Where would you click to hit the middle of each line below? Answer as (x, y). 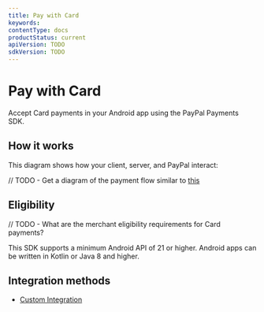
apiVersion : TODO (37, 45)
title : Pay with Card (44, 15)
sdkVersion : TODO (37, 52)
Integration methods (59, 280)
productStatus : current (47, 37)
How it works (41, 146)
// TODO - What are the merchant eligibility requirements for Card (114, 224)
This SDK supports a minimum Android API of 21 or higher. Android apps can (132, 247)
